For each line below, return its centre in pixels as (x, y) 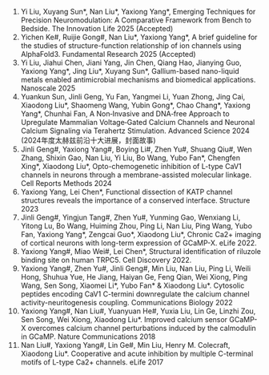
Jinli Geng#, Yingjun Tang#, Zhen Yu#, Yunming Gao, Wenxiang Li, (130, 217)
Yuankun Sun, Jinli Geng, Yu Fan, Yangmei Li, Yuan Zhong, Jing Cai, (133, 97)
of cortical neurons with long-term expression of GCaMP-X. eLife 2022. (139, 243)
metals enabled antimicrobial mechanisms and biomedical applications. (138, 80)
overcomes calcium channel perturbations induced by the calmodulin (142, 328)
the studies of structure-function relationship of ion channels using (131, 46)
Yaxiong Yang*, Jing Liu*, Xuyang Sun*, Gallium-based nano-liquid (130, 71)
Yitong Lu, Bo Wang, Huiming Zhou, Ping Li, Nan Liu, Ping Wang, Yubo (137, 226)
